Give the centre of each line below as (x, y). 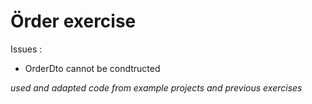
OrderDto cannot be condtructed (92, 68)
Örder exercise (73, 21)
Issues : (26, 49)
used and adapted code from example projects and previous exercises (156, 87)
